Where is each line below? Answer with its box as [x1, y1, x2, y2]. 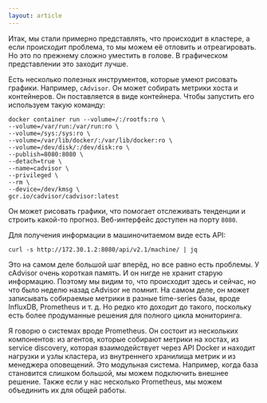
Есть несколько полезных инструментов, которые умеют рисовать [8, 74, 238, 84]
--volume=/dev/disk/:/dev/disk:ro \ [8, 143, 130, 152]
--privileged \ [8, 171, 59, 180]
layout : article [8, 11, 62, 20]
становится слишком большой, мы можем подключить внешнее [8, 368, 229, 377]
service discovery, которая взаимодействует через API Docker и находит [8, 342, 256, 352]
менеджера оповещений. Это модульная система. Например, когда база [8, 360, 259, 369]
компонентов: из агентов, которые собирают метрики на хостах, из [8, 334, 239, 344]
